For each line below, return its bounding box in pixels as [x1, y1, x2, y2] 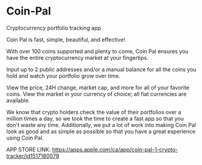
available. [6, 97, 30, 104]
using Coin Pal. [6, 134, 44, 141]
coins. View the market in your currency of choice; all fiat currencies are [6, 90, 187, 97]
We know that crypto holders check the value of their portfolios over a [6, 108, 181, 115]
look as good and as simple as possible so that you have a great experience [6, 128, 196, 135]
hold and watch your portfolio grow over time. [6, 72, 121, 79]
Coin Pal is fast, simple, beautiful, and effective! [6, 36, 126, 43]
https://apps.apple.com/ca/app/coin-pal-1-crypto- [52, 146, 178, 153]
